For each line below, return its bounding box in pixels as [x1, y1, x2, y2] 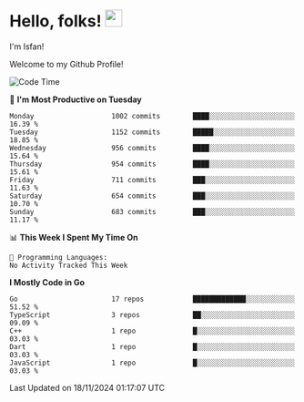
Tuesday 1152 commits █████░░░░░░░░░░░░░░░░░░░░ [9, 128, 296, 137]
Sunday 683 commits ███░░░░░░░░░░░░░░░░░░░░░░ [9, 207, 296, 216]
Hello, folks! [9, 11, 102, 32]
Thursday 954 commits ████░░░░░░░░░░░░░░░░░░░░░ [9, 160, 296, 169]
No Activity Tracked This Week [9, 261, 128, 270]
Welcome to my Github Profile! [9, 58, 125, 69]
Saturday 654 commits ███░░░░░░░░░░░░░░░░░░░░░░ [9, 191, 296, 201]
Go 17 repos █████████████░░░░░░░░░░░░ [9, 294, 296, 304]
